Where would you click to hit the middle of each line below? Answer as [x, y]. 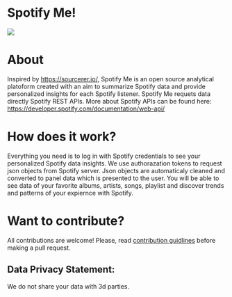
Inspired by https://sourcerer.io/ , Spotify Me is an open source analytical [110, 79]
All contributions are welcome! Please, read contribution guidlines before [111, 240]
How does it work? [62, 137]
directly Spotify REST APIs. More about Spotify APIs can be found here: [109, 101]
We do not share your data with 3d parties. [68, 286]
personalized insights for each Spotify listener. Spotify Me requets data [109, 94]
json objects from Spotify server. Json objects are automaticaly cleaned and [116, 170]
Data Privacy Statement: [61, 270]
